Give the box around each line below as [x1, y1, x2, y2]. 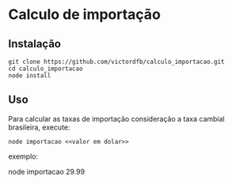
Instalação [8, 37, 62, 51]
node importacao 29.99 [8, 167, 86, 176]
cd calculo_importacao [8, 65, 83, 73]
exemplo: [8, 152, 38, 161]
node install [8, 72, 51, 80]
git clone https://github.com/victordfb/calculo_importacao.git [8, 58, 225, 66]
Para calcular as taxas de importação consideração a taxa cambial [8, 114, 226, 123]
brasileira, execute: [8, 122, 70, 132]
